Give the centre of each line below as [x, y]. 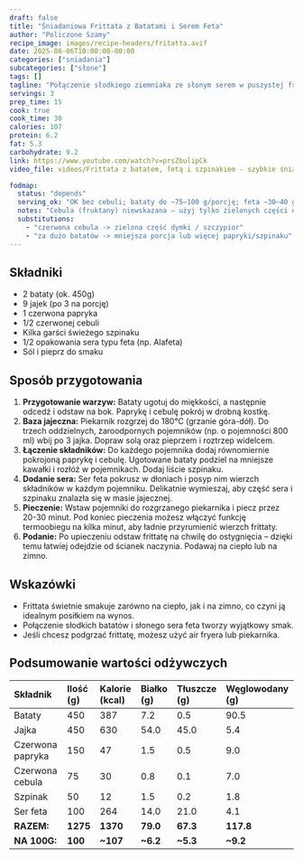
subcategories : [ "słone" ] [58, 69]
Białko [155, 688]
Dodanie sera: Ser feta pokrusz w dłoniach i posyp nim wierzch [141, 479]
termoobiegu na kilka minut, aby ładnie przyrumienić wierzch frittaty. [150, 527]
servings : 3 [32, 93]
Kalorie [115, 688]
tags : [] [26, 77]
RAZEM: [32, 826]
